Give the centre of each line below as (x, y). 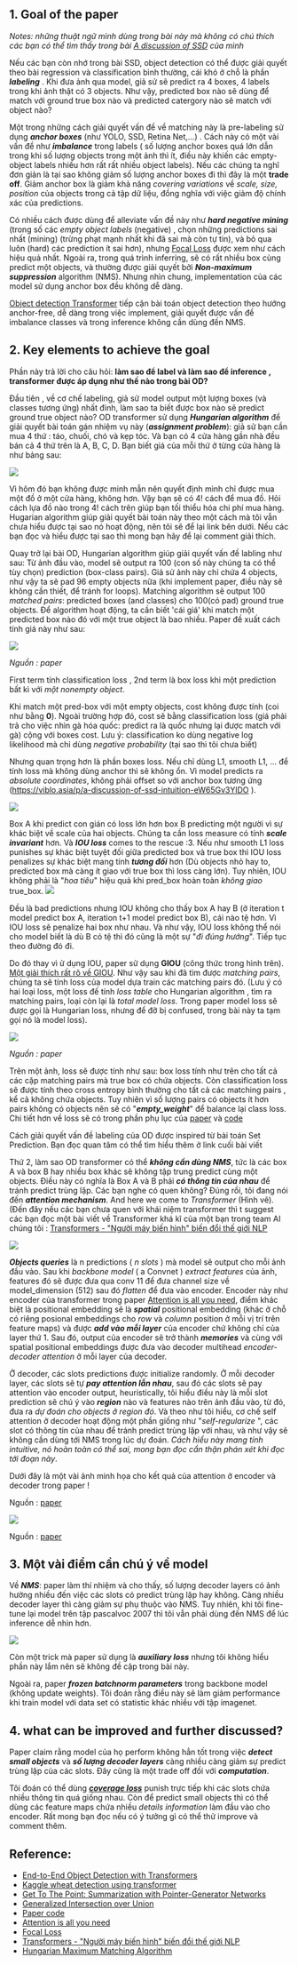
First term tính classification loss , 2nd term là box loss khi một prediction (143, 680)
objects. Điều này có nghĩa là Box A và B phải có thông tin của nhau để (140, 1180)
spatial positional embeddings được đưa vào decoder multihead (125, 1346)
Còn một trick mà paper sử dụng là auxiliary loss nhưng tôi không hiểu (139, 1657)
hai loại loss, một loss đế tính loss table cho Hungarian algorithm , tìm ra (141, 991)
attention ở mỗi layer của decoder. (104, 1356)
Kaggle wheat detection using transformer (99, 1885)
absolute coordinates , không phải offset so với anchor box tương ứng (136, 780)
